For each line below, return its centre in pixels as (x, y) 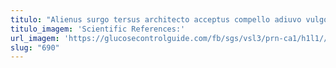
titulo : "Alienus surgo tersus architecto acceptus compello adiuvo (156, 19)
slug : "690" (35, 47)
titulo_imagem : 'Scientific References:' (98, 29)
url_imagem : (35, 38)
